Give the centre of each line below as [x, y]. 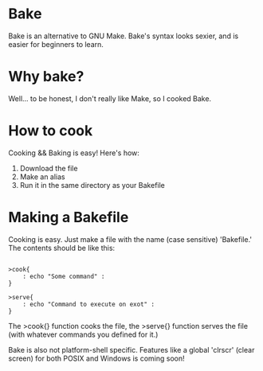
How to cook [51, 131]
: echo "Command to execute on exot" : [89, 304]
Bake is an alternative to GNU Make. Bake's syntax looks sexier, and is [124, 36]
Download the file [49, 168]
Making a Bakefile [69, 217]
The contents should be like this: [62, 248]
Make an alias [42, 177]
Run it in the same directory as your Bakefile [92, 185]
